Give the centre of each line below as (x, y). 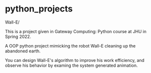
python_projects (39, 9)
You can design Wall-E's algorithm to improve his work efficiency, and (75, 60)
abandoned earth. (23, 51)
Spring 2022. (18, 36)
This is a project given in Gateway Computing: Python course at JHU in (76, 31)
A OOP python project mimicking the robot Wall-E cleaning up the (70, 46)
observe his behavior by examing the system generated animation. (71, 65)
